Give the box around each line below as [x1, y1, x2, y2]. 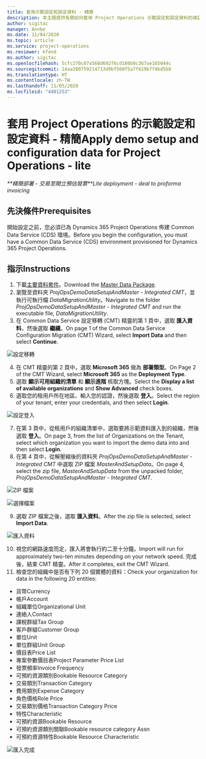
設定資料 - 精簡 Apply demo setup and [7, 132, 199, 146]
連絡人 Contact [15, 611, 53, 618]
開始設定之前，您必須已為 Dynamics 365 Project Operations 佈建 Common [7, 223, 194, 230]
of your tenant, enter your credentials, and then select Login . [15, 399, 170, 406]
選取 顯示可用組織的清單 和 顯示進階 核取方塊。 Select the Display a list [15, 378, 194, 385]
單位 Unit [15, 633, 37, 641]
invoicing [7, 186, 30, 194]
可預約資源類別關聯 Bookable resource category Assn [15, 725, 150, 733]
